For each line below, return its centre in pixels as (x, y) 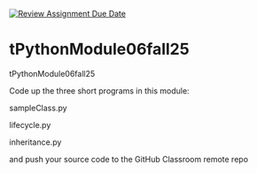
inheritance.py (35, 142)
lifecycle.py (30, 124)
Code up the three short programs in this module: (99, 90)
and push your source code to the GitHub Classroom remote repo (129, 159)
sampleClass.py (39, 108)
